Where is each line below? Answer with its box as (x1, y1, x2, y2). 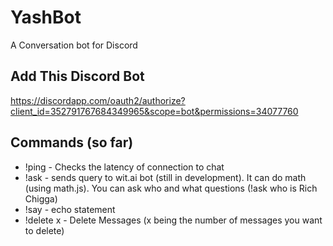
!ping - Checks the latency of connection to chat (24, 161, 225, 173)
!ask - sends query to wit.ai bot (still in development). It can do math (24, 171, 307, 183)
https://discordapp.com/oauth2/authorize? (10, 94, 186, 106)
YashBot (10, 6, 82, 29)
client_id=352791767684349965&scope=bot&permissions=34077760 (10, 105, 299, 117)
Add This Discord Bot (10, 68, 145, 85)
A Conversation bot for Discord (10, 39, 138, 51)
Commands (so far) (10, 134, 134, 151)
